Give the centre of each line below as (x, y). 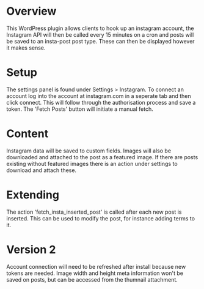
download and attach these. (42, 170)
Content (27, 134)
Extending (33, 195)
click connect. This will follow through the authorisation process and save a (101, 102)
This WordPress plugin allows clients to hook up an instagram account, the (100, 28)
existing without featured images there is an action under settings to (92, 163)
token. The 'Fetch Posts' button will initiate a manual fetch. (80, 109)
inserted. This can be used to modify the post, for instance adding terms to (101, 218)
